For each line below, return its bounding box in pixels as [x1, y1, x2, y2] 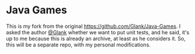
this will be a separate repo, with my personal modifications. [6, 41, 151, 48]
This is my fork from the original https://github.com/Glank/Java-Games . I [6, 23, 181, 30]
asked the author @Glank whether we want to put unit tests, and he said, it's [6, 28, 190, 35]
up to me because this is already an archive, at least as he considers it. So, [6, 35, 186, 42]
